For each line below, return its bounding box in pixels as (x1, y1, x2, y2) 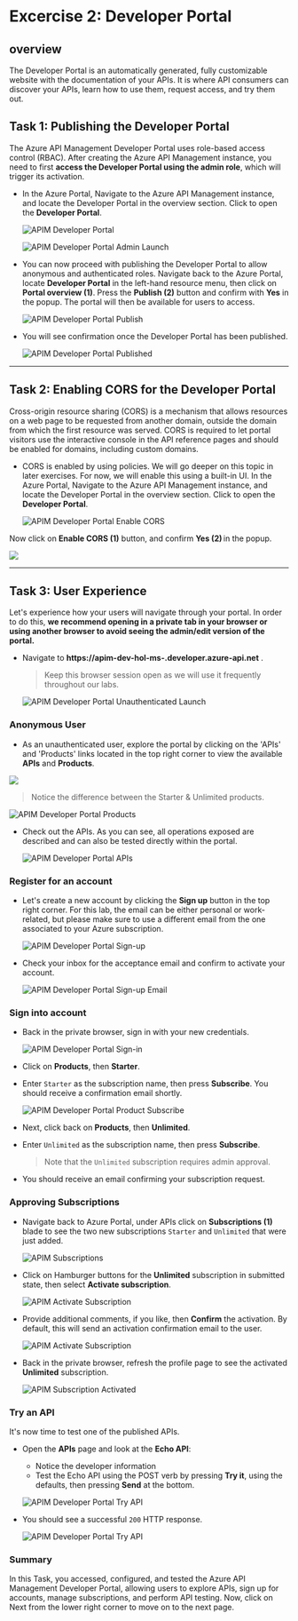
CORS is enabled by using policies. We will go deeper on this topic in (21, 460, 274, 472)
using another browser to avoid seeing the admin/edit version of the (9, 626, 265, 637)
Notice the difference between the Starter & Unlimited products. (30, 791, 264, 802)
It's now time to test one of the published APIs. (9, 1426, 180, 1436)
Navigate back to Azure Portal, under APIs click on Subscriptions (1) (21, 1216, 273, 1227)
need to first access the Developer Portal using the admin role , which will (9, 162, 281, 172)
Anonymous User (9, 719, 86, 731)
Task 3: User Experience (9, 584, 147, 599)
